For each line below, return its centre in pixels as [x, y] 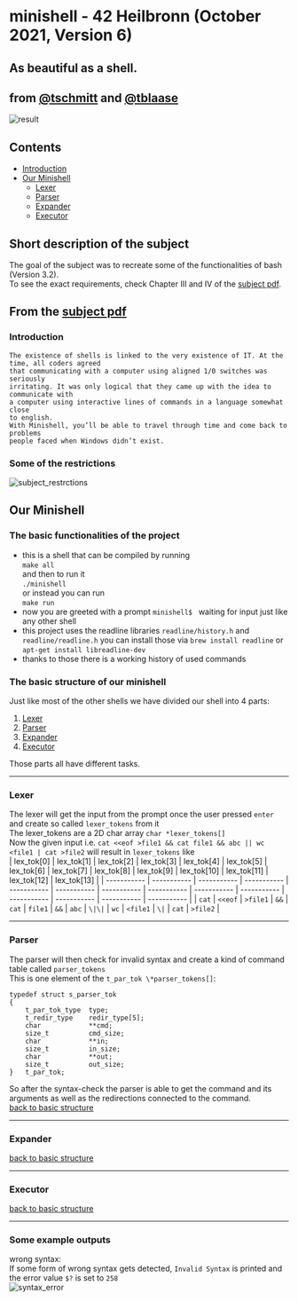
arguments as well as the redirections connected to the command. [130, 1098]
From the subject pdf [68, 312]
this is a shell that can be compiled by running [106, 555]
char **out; [69, 1057]
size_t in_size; [73, 1049]
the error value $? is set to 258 [63, 1278]
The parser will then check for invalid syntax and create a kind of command [147, 959]
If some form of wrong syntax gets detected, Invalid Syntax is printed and [146, 1269]
